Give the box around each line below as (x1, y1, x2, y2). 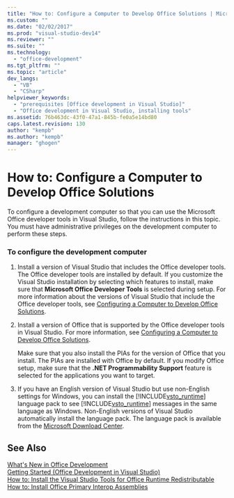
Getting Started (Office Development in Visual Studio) (7, 468, 161, 476)
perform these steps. (7, 230, 68, 238)
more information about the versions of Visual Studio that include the (17, 293, 215, 301)
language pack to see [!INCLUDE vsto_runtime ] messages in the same (17, 400, 217, 408)
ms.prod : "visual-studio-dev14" (7, 29, 101, 37)
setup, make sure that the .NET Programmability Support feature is (17, 364, 212, 373)
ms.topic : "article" (7, 68, 68, 75)
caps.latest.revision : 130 (7, 120, 86, 127)
